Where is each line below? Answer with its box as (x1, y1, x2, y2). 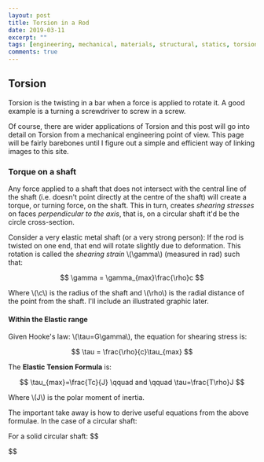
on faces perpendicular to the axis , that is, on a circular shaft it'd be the (8, 209, 240, 218)
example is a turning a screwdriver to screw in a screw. (8, 106, 186, 115)
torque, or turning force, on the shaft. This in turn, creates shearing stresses (8, 201, 255, 211)
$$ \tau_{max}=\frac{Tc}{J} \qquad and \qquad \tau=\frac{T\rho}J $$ (19, 378, 245, 387)
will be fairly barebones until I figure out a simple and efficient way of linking (8, 138, 255, 148)
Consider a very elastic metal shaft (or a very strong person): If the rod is (8, 233, 244, 242)
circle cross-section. (8, 218, 75, 227)
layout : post (8, 11, 51, 20)
